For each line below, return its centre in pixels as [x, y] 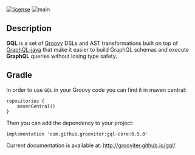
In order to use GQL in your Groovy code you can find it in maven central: [96, 90]
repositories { [26, 101]
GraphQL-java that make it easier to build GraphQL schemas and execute [98, 49]
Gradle [19, 75]
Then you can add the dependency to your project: [70, 123]
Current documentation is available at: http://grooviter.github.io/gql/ [91, 145]
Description [29, 28]
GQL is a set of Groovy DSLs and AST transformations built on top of [92, 43]
